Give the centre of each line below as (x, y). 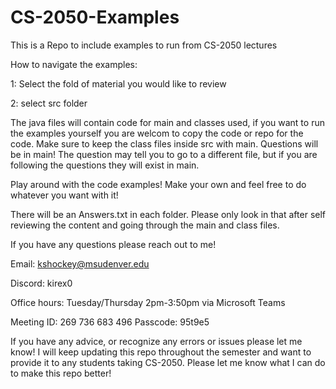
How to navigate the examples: (74, 64)
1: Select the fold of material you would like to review (118, 83)
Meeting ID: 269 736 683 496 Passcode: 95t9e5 (110, 322)
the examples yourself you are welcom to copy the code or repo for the (157, 133)
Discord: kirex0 (41, 283)
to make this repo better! (61, 373)
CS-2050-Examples (95, 17)
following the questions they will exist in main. (105, 165)
